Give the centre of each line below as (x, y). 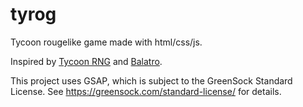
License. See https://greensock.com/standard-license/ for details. (146, 91)
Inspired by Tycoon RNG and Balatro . (86, 61)
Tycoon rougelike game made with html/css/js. (106, 42)
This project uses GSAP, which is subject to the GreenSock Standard (151, 80)
